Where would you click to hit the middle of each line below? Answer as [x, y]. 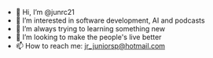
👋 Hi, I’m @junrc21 [45, 12]
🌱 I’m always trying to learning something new [90, 29]
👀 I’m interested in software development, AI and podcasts [110, 20]
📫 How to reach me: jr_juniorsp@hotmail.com [90, 46]
